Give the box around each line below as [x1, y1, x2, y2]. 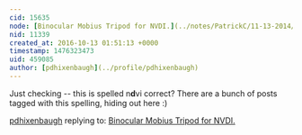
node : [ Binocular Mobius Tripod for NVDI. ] [9, 22, 175, 31]
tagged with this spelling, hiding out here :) [9, 97, 168, 108]
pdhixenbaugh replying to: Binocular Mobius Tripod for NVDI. [9, 114, 235, 126]
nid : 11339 [9, 30, 50, 39]
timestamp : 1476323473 [9, 47, 94, 56]
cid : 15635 [9, 13, 50, 22]
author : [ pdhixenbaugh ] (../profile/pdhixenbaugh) [9, 64, 200, 73]
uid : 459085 [9, 55, 54, 64]
